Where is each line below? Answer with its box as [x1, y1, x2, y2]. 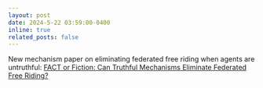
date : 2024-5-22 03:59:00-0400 [8, 19, 111, 26]
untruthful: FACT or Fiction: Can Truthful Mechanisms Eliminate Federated [8, 63, 247, 72]
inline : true [8, 26, 51, 33]
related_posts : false [8, 33, 79, 41]
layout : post [8, 11, 51, 19]
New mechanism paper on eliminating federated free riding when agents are [8, 55, 255, 64]
